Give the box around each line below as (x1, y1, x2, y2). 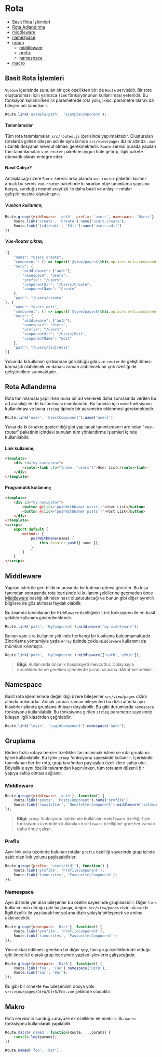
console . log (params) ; (13, 1034, 57, 1040)
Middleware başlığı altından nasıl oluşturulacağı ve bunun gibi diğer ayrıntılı (5, 595, 154, 601)
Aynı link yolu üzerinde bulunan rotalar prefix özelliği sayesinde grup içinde (5, 849, 155, 855)
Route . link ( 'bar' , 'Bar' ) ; (13, 970, 68, 975)
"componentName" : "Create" (22, 286, 77, 291)
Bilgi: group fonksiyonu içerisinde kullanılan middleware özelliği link (16, 816, 150, 821)
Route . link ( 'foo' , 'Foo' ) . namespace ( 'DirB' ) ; (13, 965, 107, 971)
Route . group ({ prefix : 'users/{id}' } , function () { (5, 864, 109, 868)
